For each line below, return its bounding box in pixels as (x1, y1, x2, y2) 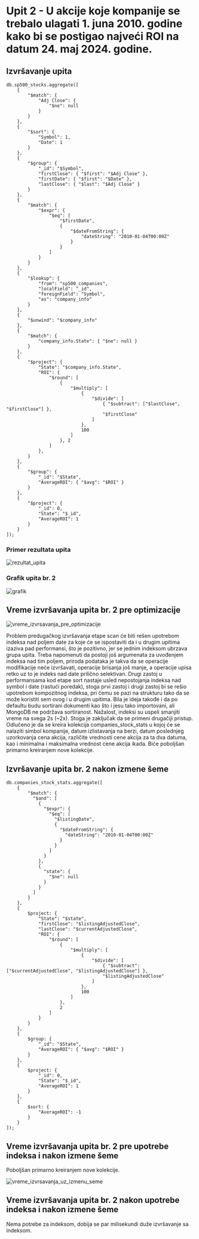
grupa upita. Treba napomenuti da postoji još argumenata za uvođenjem (6, 651, 184, 659)
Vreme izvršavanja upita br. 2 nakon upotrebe (6, 1195, 180, 1206)
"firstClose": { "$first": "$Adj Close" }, (38, 171, 148, 177)
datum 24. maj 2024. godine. (6, 42, 152, 56)
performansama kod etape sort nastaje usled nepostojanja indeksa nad (6, 677, 181, 684)
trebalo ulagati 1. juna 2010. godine (6, 17, 183, 30)
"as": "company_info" (38, 296, 93, 302)
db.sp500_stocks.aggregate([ (6, 82, 79, 88)
